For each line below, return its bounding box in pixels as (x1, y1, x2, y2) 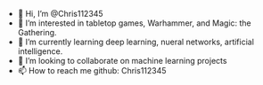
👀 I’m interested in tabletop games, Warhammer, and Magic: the (17, 18, 251, 28)
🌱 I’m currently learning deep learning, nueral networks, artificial (17, 36, 254, 47)
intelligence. (17, 46, 63, 57)
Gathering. (17, 27, 57, 37)
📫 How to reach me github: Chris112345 (17, 66, 167, 75)
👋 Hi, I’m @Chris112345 (17, 9, 104, 19)
